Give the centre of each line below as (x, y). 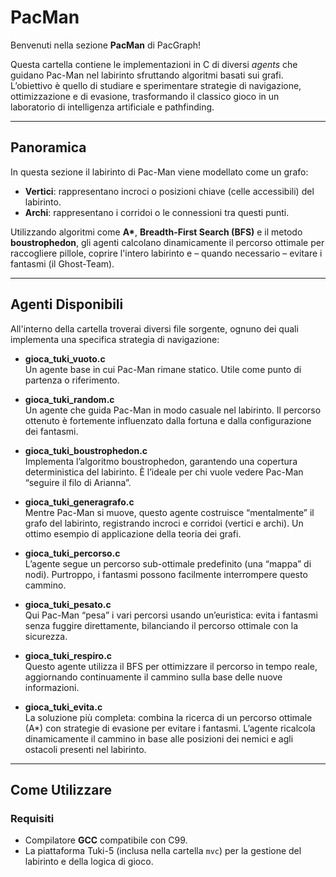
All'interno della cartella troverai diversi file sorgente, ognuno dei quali (154, 328)
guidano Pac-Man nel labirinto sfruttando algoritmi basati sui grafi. (147, 75)
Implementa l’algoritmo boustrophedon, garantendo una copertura (161, 461)
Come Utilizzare (61, 789)
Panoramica (48, 147)
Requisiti (32, 818)
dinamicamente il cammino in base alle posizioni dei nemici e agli (159, 738)
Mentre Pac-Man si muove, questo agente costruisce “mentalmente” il (169, 512)
